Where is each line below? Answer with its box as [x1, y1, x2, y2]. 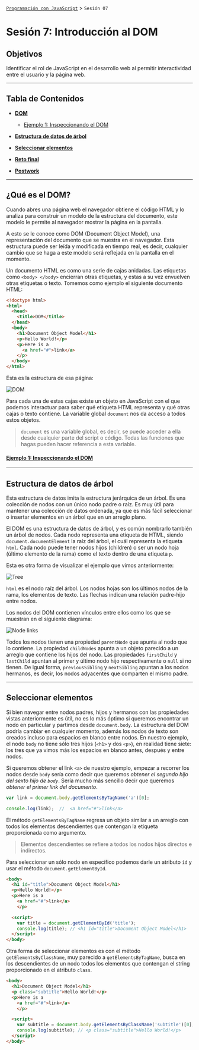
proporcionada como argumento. [6, 829, 87, 836]
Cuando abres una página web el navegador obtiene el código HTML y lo [6, 206, 185, 213]
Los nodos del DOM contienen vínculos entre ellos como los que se [6, 609, 171, 616]
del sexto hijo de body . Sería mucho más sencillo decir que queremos [6, 777, 175, 784]
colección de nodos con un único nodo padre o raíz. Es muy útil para [6, 501, 174, 508]
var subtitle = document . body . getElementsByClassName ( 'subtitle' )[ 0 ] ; [17, 1022, 195, 1028]
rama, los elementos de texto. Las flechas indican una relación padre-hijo [6, 591, 185, 598]
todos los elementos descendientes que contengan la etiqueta [6, 823, 158, 830]
